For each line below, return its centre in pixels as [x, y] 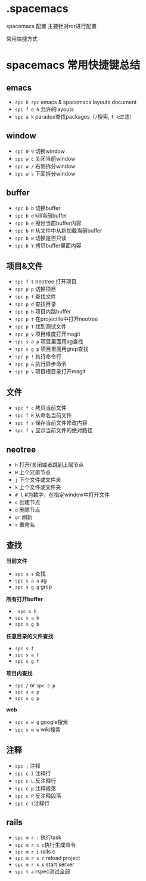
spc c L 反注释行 [35, 780]
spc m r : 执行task [38, 837]
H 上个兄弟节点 [32, 472]
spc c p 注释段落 [35, 788]
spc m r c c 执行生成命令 [45, 845]
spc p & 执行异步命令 [41, 364]
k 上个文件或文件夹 [38, 487]
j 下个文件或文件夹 [38, 479]
